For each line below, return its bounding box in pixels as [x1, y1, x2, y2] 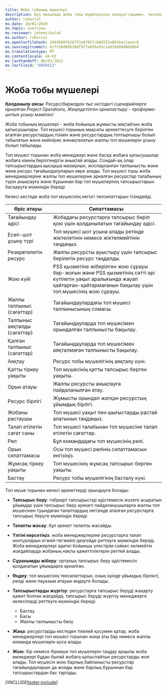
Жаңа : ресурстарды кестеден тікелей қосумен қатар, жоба [12, 628, 140, 634]
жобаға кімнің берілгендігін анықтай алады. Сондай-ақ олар [5, 158, 134, 164]
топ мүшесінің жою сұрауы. [53, 288, 120, 295]
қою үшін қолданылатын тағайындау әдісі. [53, 220, 156, 227]
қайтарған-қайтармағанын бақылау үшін [53, 282, 153, 289]
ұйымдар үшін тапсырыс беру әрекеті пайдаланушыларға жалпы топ [12, 502, 160, 508]
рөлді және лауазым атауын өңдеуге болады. [12, 578, 109, 584]
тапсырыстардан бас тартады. [12, 670, 78, 676]
